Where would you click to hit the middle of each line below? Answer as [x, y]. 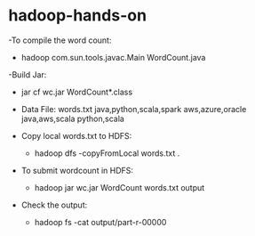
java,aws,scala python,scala [73, 118]
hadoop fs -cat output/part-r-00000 [100, 222]
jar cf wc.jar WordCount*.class [77, 92]
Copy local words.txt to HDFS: [76, 135]
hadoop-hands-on [78, 16]
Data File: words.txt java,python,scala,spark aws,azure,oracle [134, 109]
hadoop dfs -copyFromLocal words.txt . [107, 153]
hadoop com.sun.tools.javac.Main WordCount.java [113, 57]
